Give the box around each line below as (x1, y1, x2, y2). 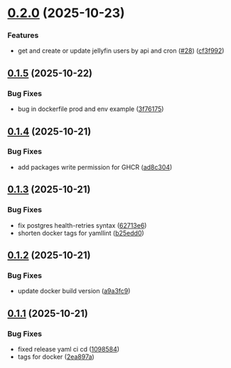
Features (7, 31, 39, 41)
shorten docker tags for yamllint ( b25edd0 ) (17, 228, 144, 237)
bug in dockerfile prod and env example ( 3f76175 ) (17, 105, 164, 113)
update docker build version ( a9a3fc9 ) (17, 287, 131, 295)
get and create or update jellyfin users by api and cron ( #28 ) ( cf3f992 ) (17, 46, 225, 55)
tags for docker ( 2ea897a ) (17, 352, 95, 361)
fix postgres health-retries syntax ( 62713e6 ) (17, 221, 147, 229)
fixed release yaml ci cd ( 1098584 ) (17, 345, 119, 353)
